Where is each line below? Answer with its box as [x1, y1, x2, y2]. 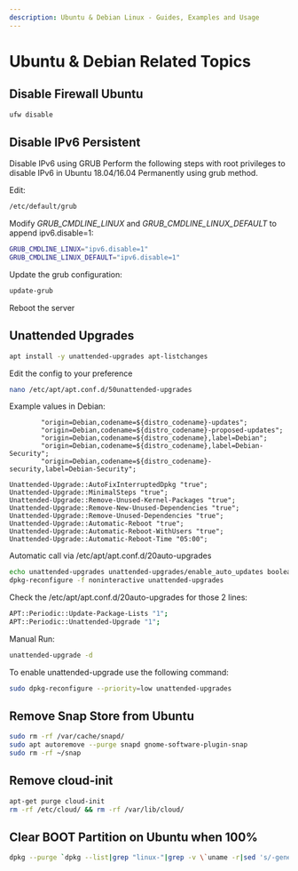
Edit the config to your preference [9, 368, 133, 379]
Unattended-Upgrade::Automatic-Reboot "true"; [9, 519, 184, 529]
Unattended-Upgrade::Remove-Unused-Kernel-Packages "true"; [9, 496, 237, 505]
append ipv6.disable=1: [9, 228, 95, 238]
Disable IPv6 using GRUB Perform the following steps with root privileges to [9, 158, 286, 169]
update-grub [9, 286, 53, 295]
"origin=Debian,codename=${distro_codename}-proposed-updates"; [41, 426, 284, 435]
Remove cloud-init [9, 773, 114, 788]
